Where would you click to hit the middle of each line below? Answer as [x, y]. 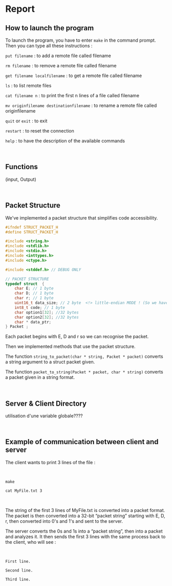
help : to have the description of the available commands [65, 141]
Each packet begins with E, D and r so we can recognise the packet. [77, 337]
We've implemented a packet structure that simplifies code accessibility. [82, 218]
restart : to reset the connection [40, 131]
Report [20, 9]
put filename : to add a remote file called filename [58, 56]
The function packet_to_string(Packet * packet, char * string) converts [84, 372]
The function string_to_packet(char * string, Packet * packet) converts [84, 356]
